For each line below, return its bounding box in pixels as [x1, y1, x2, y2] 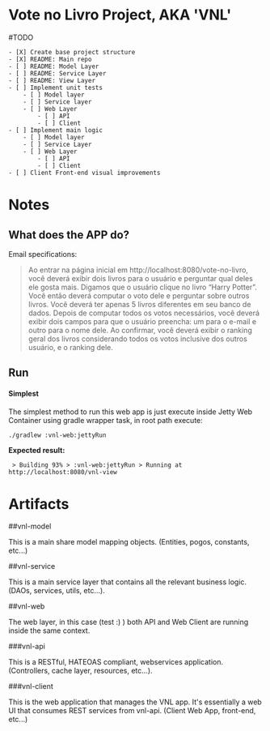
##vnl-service [8, 562, 56, 571]
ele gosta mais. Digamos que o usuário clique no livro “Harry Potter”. [27, 282, 257, 292]
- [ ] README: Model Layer [8, 62, 99, 71]
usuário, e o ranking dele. [27, 342, 113, 352]
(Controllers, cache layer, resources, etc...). [8, 666, 153, 676]
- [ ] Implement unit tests [8, 83, 103, 92]
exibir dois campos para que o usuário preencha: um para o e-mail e [27, 316, 257, 326]
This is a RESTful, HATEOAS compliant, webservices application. [8, 657, 224, 667]
